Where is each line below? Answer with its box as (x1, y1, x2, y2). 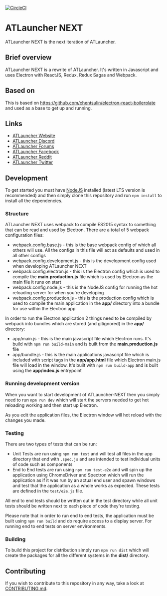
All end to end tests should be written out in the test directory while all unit (5, 498, 158, 504)
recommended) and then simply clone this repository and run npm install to (5, 193, 162, 199)
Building (5, 536, 26, 542)
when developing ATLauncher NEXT (12, 263, 87, 269)
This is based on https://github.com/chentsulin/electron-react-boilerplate (5, 100, 156, 106)
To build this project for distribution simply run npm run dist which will (5, 547, 150, 553)
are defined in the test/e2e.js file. (12, 488, 84, 494)
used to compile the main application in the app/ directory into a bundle (12, 300, 160, 306)
